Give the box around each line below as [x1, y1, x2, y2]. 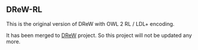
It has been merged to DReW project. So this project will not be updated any [6, 32, 192, 39]
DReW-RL [6, 5, 43, 15]
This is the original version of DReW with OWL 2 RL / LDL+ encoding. [6, 20, 175, 27]
